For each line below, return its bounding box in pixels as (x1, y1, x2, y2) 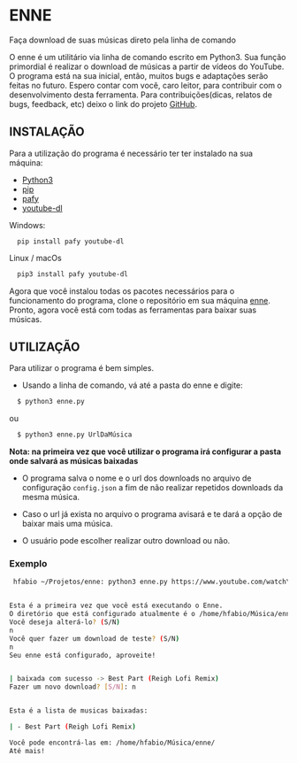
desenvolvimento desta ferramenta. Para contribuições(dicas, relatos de (9, 89, 272, 100)
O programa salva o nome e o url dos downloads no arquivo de (21, 473, 252, 483)
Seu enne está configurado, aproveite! (9, 651, 156, 659)
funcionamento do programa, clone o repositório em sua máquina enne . (9, 295, 271, 305)
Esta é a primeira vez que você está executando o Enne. (9, 601, 224, 611)
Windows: (9, 220, 46, 230)
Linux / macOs (9, 252, 62, 263)
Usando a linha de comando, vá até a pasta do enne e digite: (21, 380, 243, 390)
